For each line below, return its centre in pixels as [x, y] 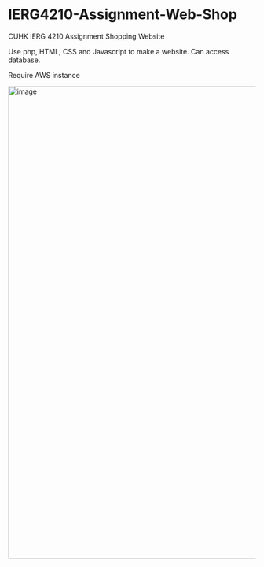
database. [24, 60]
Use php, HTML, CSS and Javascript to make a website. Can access [119, 51]
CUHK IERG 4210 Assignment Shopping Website [86, 36]
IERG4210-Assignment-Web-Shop [123, 15]
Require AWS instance [44, 75]
